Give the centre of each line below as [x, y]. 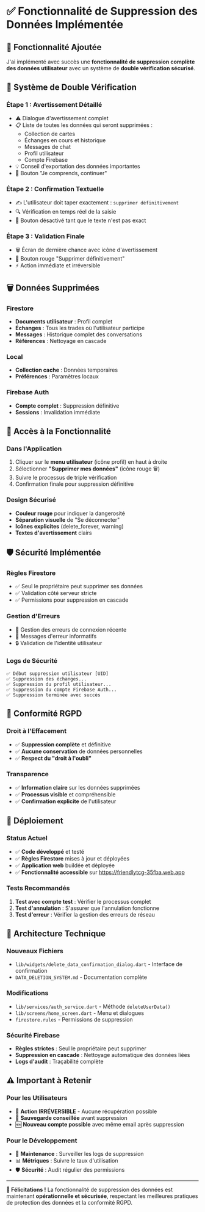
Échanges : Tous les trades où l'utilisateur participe [80, 328]
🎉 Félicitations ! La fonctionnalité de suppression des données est [89, 1190]
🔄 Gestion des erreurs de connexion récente [71, 629]
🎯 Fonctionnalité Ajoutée [54, 47]
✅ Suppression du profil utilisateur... [59, 684]
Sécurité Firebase [33, 1035]
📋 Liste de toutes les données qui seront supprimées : [84, 125]
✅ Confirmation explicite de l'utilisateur [66, 801]
